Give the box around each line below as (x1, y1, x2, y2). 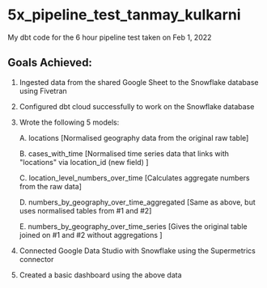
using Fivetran (19, 86, 68, 95)
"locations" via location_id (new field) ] (19, 157, 149, 167)
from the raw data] (19, 181, 83, 191)
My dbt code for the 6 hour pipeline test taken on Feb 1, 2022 (7, 32, 212, 42)
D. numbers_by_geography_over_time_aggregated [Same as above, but (19, 197, 256, 207)
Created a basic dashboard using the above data (19, 269, 183, 280)
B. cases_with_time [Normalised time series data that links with (19, 148, 230, 159)
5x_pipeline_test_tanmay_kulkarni (7, 6, 241, 24)
